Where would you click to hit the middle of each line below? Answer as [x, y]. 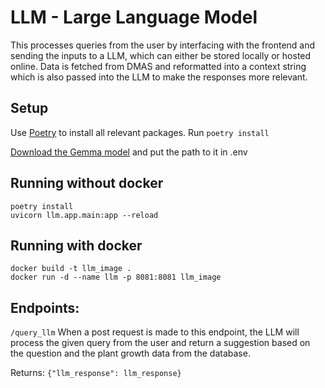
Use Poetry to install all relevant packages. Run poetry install [140, 132]
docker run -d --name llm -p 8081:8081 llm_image [116, 277]
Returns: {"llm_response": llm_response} [96, 373]
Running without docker [87, 183]
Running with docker [76, 245]
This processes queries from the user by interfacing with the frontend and [163, 45]
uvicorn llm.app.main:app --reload [84, 215]
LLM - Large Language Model [134, 17]
